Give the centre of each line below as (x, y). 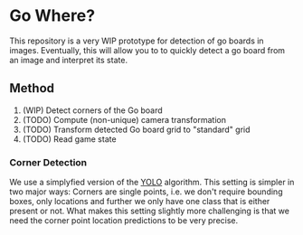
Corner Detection (48, 162)
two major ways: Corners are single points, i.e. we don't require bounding (146, 192)
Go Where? (52, 16)
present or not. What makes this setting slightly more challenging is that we (149, 211)
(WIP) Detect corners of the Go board (92, 110)
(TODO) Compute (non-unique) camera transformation (124, 119)
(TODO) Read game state (69, 139)
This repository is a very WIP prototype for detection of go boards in (137, 41)
